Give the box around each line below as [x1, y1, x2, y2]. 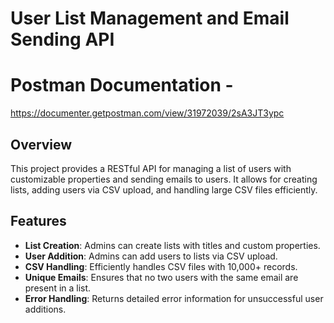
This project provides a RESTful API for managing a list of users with [10, 162, 292, 174]
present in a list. [24, 282, 92, 294]
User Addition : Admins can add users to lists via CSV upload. [24, 250, 278, 262]
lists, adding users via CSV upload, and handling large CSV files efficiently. [10, 183, 318, 196]
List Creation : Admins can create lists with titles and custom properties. [24, 239, 321, 251]
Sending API [10, 28, 115, 51]
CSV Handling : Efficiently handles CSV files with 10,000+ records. [24, 260, 298, 272]
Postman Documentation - [10, 74, 234, 97]
